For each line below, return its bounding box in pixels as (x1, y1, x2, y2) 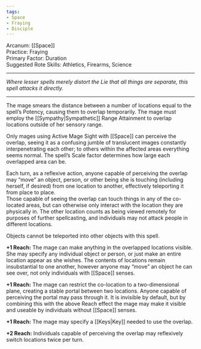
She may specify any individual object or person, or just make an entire (6, 250, 181, 258)
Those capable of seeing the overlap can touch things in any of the (6, 195, 172, 203)
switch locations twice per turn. (6, 336, 84, 344)
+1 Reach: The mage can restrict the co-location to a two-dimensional (6, 281, 179, 288)
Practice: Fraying (6, 49, 48, 56)
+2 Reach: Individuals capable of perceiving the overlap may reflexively (6, 330, 184, 337)
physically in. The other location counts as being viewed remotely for (6, 208, 176, 215)
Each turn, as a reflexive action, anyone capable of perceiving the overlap (6, 170, 188, 177)
